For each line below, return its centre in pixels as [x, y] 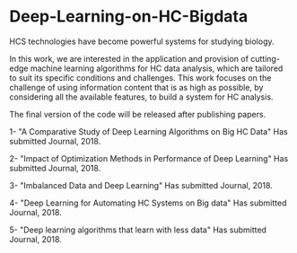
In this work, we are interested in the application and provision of [129, 58]
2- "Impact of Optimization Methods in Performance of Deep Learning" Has [149, 158]
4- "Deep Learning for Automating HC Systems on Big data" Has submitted [148, 203]
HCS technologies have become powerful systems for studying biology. [142, 41]
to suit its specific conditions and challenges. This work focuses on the [140, 77]
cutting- [266, 58]
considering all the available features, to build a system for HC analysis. [141, 97]
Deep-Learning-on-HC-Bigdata [129, 17]
